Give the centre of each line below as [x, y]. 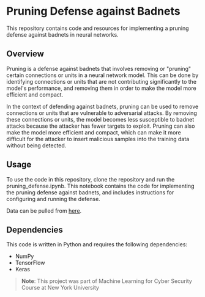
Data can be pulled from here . [44, 211]
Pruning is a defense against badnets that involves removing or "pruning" [99, 68]
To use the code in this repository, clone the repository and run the [91, 179]
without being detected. [36, 145]
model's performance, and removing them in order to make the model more [102, 88]
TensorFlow [30, 263]
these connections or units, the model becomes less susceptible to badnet [100, 119]
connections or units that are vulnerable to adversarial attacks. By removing [102, 113]
